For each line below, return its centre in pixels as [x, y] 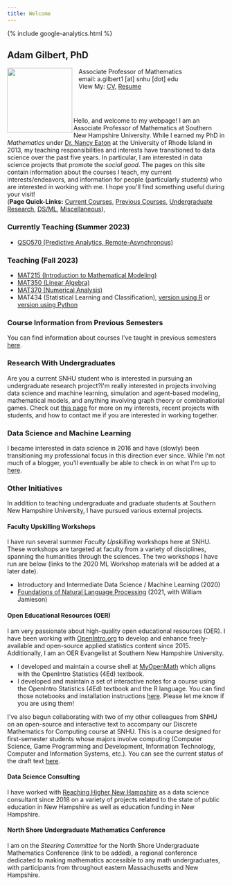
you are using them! [46, 703]
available [20, 645]
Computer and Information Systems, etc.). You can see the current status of [115, 754]
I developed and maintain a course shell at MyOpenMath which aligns [116, 666]
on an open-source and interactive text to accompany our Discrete [102, 724]
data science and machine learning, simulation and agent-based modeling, [114, 393]
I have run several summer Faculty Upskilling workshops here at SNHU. [109, 542]
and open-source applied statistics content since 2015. [112, 645]
